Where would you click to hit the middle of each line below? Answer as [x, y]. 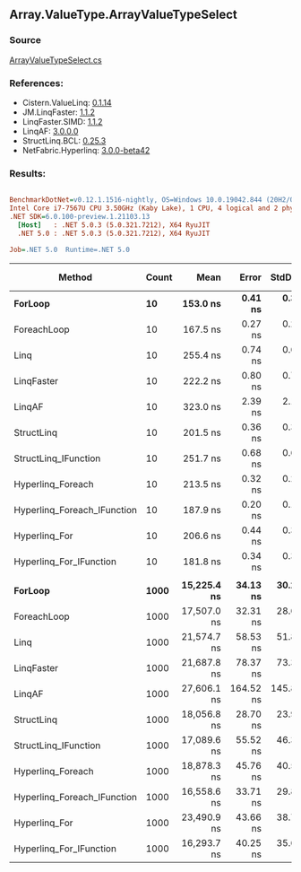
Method [75, 277]
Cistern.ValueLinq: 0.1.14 [67, 102]
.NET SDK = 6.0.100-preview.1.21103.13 [80, 217]
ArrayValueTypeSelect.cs [56, 60]
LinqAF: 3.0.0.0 [50, 131]
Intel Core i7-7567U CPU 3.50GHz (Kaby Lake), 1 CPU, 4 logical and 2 [144, 209]
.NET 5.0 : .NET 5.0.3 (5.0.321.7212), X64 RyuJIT [114, 233]
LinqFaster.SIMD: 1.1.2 [62, 121]
